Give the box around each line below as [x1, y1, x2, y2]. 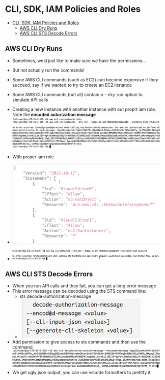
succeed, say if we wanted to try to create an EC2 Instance [12, 82, 132, 88]
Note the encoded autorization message [12, 111, 96, 117]
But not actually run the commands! [12, 67, 84, 73]
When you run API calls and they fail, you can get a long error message [12, 283, 156, 289]
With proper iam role [12, 154, 54, 160]
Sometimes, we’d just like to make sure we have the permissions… [12, 58, 146, 64]
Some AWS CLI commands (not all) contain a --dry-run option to [12, 91, 143, 97]
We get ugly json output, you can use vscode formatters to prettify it [12, 369, 151, 375]
